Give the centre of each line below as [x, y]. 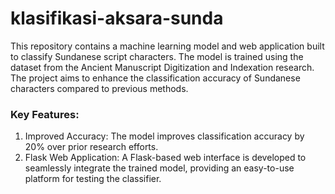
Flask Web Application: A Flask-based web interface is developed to [165, 158]
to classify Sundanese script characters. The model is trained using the [157, 56]
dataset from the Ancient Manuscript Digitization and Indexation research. [162, 67]
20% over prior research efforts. [91, 147]
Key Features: [45, 114]
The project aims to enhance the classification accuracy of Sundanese [155, 78]
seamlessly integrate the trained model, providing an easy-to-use [159, 168]
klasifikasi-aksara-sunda [117, 18]
